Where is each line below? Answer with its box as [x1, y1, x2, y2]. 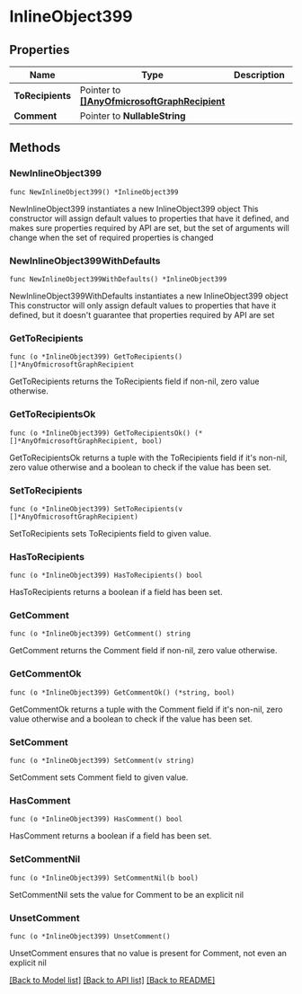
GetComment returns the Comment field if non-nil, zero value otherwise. [9, 645, 278, 656]
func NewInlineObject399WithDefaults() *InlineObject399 [9, 274, 227, 284]
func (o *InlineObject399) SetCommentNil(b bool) [9, 874, 200, 883]
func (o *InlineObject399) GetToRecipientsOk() [9, 429, 191, 438]
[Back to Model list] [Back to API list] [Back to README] [9, 974, 216, 985]
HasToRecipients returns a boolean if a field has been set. [9, 587, 223, 598]
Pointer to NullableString [79, 110, 186, 122]
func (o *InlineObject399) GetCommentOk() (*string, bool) [9, 688, 235, 697]
